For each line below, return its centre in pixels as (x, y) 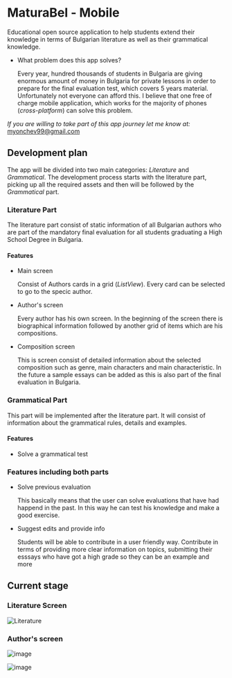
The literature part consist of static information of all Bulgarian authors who (114, 225)
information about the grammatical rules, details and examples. (97, 423)
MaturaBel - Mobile (63, 13)
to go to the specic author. (55, 292)
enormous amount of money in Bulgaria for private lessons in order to (116, 80)
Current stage (38, 586)
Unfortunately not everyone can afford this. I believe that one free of (115, 96)
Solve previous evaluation (54, 487)
